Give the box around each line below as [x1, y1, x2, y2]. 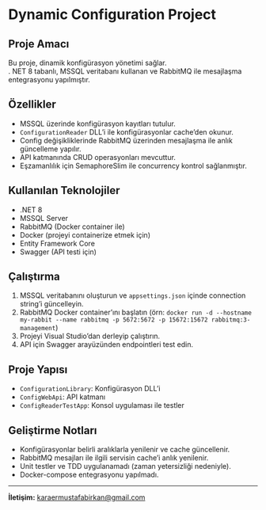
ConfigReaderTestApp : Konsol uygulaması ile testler [19, 401, 184, 410]
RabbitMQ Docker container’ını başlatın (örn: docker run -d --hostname [19, 307, 252, 318]
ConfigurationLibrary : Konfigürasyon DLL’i [19, 384, 161, 394]
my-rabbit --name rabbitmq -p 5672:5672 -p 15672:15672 [19, 316, 208, 324]
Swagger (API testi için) [19, 247, 97, 257]
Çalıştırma [8, 270, 61, 284]
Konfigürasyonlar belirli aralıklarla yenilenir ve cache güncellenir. [19, 445, 230, 455]
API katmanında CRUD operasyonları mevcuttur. [19, 152, 177, 162]
